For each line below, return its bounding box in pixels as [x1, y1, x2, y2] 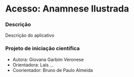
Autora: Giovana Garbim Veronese [12, 56, 84, 62]
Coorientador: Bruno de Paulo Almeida [12, 67, 93, 73]
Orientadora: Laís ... [12, 61, 54, 68]
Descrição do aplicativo [5, 32, 55, 38]
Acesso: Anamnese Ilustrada [5, 3, 129, 15]
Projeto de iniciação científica [5, 45, 80, 52]
